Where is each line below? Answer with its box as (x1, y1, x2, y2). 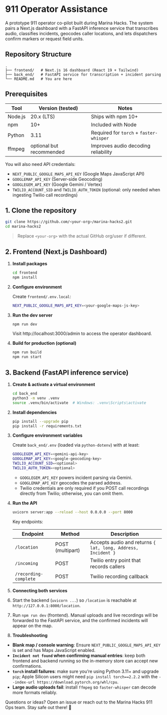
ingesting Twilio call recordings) (12, 192, 78, 198)
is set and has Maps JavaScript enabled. (12, 647, 96, 653)
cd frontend (12, 270, 37, 275)
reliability (91, 148, 113, 155)
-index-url (12, 680, 35, 685)
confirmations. (12, 663, 42, 669)
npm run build (12, 350, 42, 355)
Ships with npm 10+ (91, 113, 138, 120)
